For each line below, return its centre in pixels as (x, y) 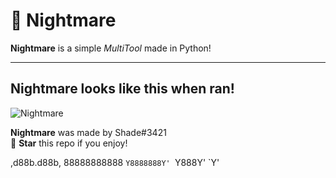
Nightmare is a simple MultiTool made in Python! (111, 48)
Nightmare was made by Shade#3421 (88, 132)
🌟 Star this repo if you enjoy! (69, 143)
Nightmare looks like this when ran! (122, 89)
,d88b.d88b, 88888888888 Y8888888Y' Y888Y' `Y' (115, 162)
